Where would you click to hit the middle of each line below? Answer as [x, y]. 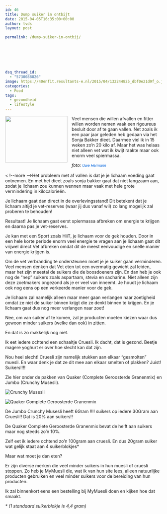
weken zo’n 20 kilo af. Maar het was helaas [116, 145]
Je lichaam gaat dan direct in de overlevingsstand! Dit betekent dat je [76, 201]
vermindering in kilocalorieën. [36, 191]
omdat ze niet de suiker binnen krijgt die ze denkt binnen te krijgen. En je [80, 303]
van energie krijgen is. [28, 252]
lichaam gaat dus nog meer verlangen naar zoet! [55, 308]
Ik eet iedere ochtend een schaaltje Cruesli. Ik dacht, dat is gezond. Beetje [81, 342]
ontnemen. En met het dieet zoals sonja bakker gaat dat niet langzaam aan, [82, 181]
